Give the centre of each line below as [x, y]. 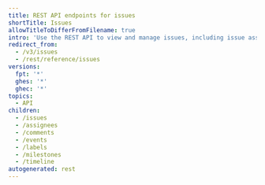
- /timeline [35, 162]
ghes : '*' [31, 81]
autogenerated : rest [42, 169]
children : [24, 111]
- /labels [31, 147]
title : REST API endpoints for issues [72, 15]
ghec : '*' [31, 89]
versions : [24, 67]
